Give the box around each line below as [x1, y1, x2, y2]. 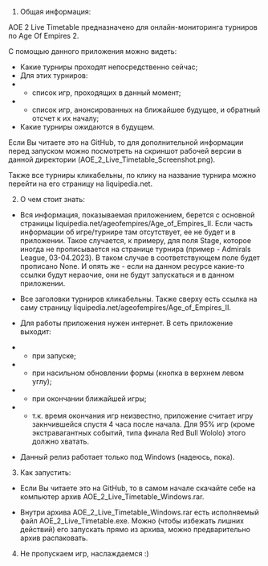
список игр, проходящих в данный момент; [31, 88, 182, 97]
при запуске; [31, 351, 76, 361]
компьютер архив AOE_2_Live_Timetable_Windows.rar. [19, 492, 205, 502]
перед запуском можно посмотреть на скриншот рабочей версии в [8, 147, 242, 155]
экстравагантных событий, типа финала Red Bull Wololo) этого [31, 428, 246, 437]
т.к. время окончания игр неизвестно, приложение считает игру [31, 411, 254, 420]
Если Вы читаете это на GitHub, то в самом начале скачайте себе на [19, 483, 256, 493]
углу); [31, 377, 52, 386]
